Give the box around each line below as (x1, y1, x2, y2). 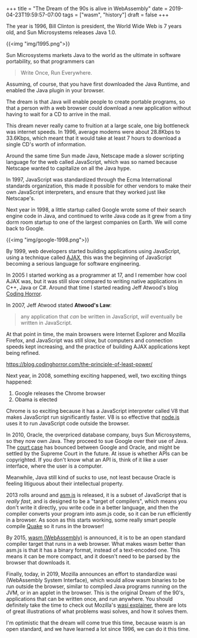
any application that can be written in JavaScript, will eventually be (20, 313, 183, 320)
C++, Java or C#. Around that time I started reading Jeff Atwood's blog (6, 284, 178, 291)
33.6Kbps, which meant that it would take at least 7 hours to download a (6, 135, 181, 142)
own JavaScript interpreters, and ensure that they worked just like (6, 189, 166, 196)
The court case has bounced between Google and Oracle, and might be (6, 444, 181, 451)
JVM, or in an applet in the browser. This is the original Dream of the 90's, (6, 589, 185, 596)
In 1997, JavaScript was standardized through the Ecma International (6, 176, 172, 183)
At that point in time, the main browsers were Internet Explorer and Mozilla (6, 331, 186, 337)
